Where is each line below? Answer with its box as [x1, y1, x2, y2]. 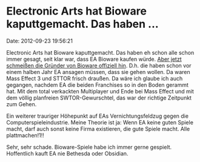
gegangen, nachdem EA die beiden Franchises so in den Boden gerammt [6, 81, 189, 89]
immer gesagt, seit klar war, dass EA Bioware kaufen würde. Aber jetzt [6, 55, 182, 62]
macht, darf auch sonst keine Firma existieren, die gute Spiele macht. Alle [6, 125, 190, 132]
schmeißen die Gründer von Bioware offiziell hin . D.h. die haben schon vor [6, 62, 192, 69]
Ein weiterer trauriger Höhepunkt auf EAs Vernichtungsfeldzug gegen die [6, 112, 189, 120]
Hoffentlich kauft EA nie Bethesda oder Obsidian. [6, 150, 128, 157]
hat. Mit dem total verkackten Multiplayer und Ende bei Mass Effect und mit [6, 87, 194, 95]
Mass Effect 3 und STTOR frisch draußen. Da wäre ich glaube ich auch [6, 75, 183, 82]
